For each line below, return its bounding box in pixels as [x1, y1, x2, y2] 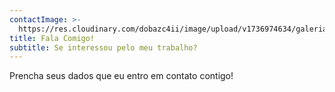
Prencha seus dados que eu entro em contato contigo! [9, 70, 234, 82]
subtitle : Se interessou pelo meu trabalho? [9, 42, 198, 53]
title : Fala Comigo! [9, 33, 96, 43]
